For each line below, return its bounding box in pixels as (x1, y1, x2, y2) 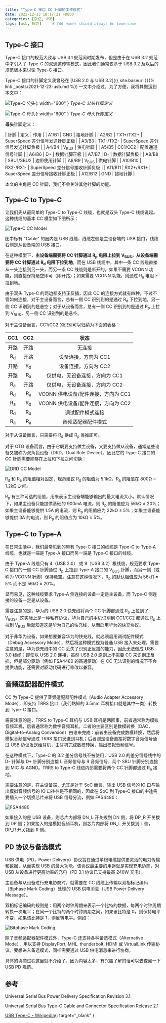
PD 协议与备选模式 (5, 843, 61, 851)
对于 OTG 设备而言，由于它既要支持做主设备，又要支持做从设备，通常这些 (5, 443, 156, 450)
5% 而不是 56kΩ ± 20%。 (5, 581, 58, 587)
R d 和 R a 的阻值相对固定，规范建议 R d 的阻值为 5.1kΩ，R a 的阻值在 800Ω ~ (5, 476, 157, 483)
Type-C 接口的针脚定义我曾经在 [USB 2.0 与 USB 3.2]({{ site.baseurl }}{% (5, 78, 155, 84)
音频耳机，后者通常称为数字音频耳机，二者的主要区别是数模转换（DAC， (5, 723, 153, 729)
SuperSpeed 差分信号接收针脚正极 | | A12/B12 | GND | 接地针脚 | (5, 170, 135, 176)
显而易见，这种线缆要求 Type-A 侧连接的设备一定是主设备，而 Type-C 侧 (5, 591, 153, 597)
